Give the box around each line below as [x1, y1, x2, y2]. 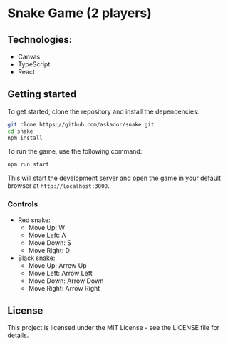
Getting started [7, 88, 77, 101]
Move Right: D [28, 246, 70, 254]
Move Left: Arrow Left [28, 269, 93, 277]
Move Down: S [28, 238, 71, 247]
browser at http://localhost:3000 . [7, 181, 110, 190]
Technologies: [7, 34, 73, 46]
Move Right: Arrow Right [28, 284, 100, 292]
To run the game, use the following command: [7, 147, 142, 156]
